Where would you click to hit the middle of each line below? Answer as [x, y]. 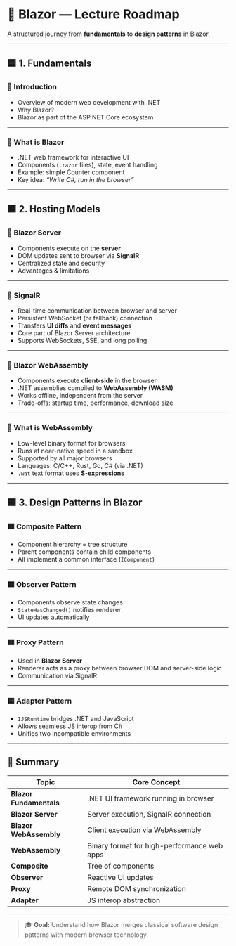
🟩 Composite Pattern [45, 526]
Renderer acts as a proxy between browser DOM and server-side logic [120, 668]
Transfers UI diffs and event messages [74, 325]
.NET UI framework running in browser [151, 798]
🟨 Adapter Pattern [40, 701]
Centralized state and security [61, 263]
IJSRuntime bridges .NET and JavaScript [76, 719]
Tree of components [121, 866]
